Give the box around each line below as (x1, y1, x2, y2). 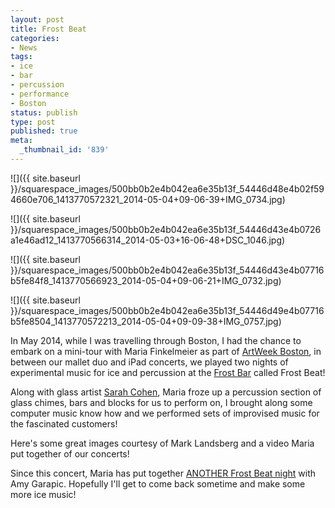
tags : (10, 52, 33, 62)
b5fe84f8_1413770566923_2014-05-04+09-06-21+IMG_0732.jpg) (10, 274, 282, 286)
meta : (10, 136, 33, 146)
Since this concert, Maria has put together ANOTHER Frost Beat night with (10, 467, 317, 479)
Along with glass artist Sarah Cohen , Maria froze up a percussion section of (10, 386, 322, 398)
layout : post (10, 14, 65, 25)
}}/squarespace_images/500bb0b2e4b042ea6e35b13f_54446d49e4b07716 (10, 304, 325, 316)
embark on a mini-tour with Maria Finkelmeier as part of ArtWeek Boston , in (10, 345, 322, 357)
